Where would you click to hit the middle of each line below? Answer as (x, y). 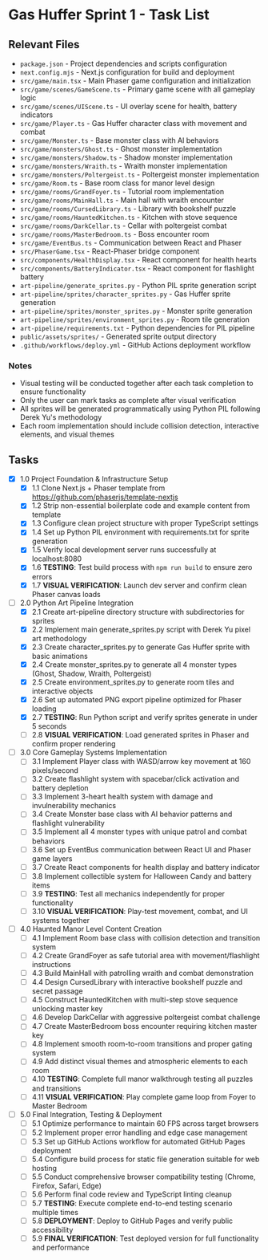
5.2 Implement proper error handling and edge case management (140, 1132)
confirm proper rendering (74, 744)
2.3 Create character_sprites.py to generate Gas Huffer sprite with (141, 647)
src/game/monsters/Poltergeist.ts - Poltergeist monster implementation (140, 175)
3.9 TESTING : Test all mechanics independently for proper (128, 893)
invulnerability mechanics (74, 806)
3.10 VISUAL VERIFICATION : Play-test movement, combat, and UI (140, 911)
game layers (52, 858)
